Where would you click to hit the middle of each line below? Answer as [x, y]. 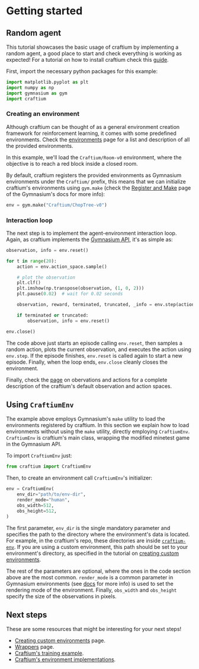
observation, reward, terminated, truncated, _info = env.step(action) [107, 305]
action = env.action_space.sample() [62, 266]
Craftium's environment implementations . [65, 659]
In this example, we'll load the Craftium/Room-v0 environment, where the [94, 157]
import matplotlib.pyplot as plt [47, 82]
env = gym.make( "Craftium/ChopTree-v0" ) [57, 205]
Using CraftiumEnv [40, 404]
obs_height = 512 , [37, 511]
